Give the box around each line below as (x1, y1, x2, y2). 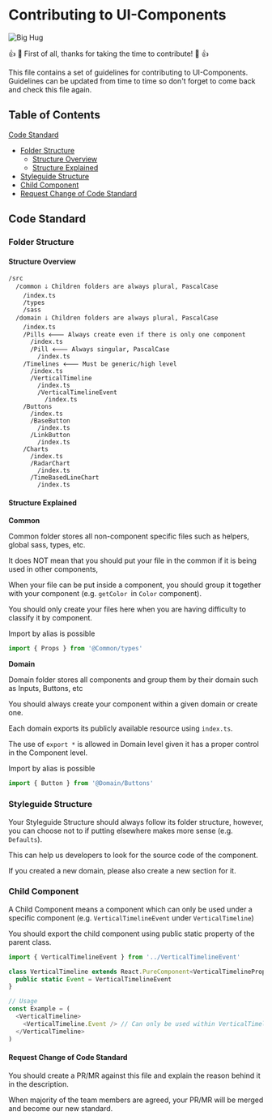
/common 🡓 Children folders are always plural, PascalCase (15, 282, 219, 291)
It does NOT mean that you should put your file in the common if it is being (8, 556, 257, 565)
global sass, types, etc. (8, 540, 86, 550)
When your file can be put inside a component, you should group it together (8, 580, 261, 590)
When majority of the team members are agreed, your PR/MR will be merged (8, 1095, 264, 1105)
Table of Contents (8, 108, 101, 122)
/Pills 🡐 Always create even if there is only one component (23, 331, 246, 339)
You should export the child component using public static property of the (8, 929, 255, 938)
